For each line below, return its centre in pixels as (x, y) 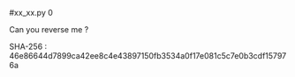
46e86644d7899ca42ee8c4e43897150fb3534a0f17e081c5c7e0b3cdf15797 (148, 56)
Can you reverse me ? (49, 29)
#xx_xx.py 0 (31, 13)
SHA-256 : (28, 46)
